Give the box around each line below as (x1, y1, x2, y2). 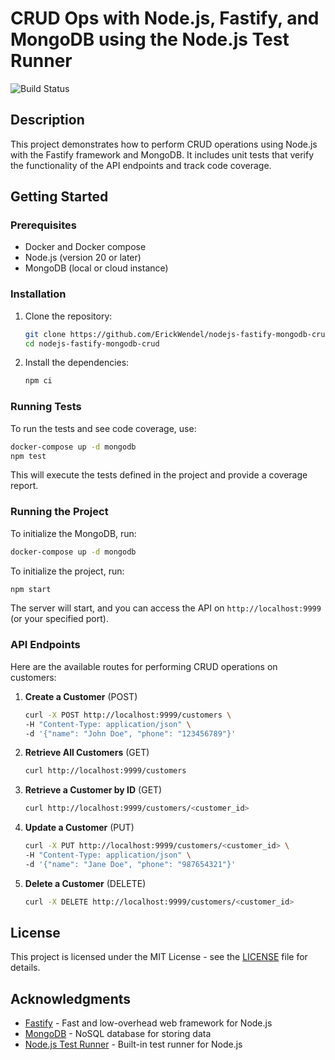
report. (10, 480, 39, 492)
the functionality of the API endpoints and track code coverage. (10, 159, 272, 171)
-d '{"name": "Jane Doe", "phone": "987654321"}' (24, 859, 237, 869)
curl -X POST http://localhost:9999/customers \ (24, 710, 232, 720)
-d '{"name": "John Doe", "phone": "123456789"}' (24, 728, 237, 739)
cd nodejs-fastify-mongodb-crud (24, 338, 160, 349)
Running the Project (10, 505, 109, 519)
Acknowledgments (10, 990, 132, 1007)
